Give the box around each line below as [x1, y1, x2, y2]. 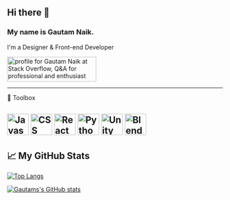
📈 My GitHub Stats [7, 150, 90, 162]
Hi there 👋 [7, 7, 50, 18]
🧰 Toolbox [7, 93, 36, 101]
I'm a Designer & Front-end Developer [7, 42, 114, 51]
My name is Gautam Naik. [7, 27, 94, 37]
